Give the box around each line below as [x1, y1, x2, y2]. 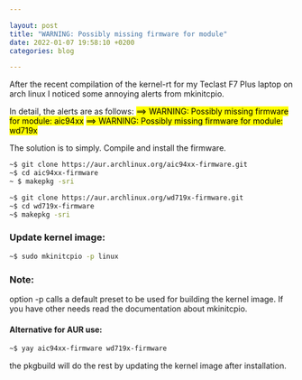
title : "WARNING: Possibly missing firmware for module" [9, 29, 228, 39]
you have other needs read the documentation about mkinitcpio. [9, 303, 248, 314]
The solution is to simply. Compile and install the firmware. [9, 143, 227, 153]
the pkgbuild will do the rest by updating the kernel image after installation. [9, 360, 287, 371]
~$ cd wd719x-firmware [9, 201, 95, 210]
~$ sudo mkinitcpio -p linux [9, 252, 119, 261]
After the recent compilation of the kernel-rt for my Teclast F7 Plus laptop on [9, 79, 293, 90]
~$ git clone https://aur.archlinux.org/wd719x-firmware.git [9, 193, 244, 202]
